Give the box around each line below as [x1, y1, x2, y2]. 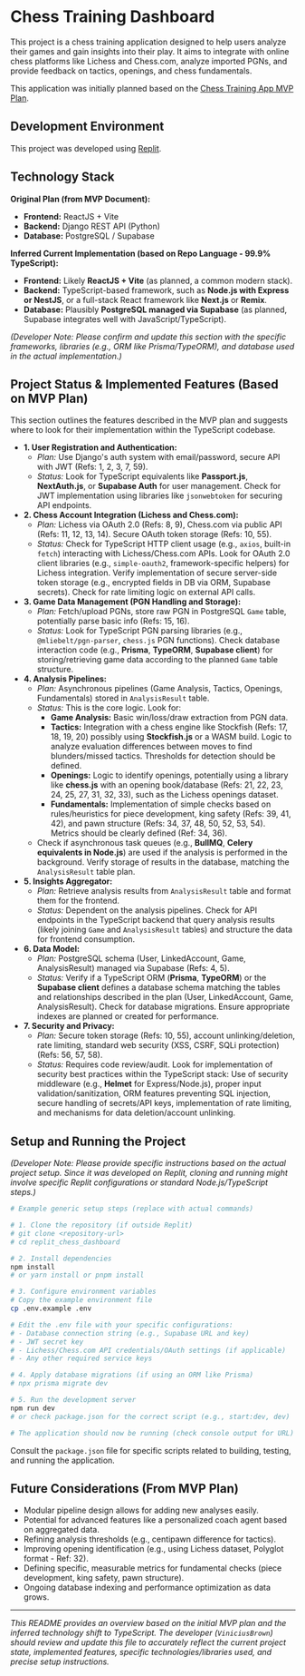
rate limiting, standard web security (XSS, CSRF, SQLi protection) [36, 1040, 280, 1051]
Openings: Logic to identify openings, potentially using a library [50, 769, 289, 781]
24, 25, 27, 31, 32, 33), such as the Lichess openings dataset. [50, 789, 279, 800]
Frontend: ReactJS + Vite [23, 211, 119, 221]
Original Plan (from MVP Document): [10, 193, 151, 204]
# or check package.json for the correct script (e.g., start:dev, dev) [10, 1412, 291, 1421]
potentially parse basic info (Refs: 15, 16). [36, 615, 190, 627]
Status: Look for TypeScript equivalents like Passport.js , [36, 471, 248, 482]
